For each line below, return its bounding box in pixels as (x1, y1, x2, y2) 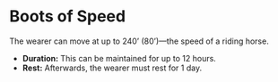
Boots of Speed (9, 6, 126, 27)
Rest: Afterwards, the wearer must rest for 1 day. (22, 62, 203, 73)
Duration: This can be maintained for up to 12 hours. (22, 53, 217, 63)
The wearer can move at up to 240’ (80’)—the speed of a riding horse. (9, 36, 269, 46)
